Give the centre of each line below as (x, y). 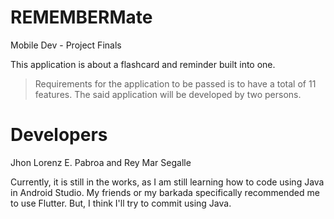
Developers (59, 135)
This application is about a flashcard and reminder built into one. (143, 64)
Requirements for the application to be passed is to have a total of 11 (175, 83)
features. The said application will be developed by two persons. (168, 94)
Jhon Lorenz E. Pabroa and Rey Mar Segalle (101, 162)
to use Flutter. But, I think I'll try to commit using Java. (121, 203)
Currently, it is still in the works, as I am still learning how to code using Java (167, 182)
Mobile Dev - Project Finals (66, 45)
